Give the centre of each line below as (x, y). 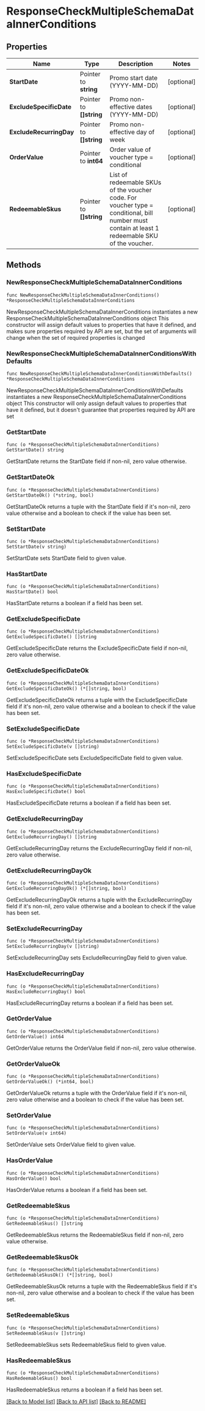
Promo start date (134, 78)
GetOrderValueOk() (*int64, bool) (50, 1082)
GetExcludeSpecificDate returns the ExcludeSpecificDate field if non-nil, (97, 648)
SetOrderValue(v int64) (37, 1133)
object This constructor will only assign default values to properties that (97, 403)
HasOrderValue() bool (34, 1179)
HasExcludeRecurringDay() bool (46, 992)
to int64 (92, 161)
